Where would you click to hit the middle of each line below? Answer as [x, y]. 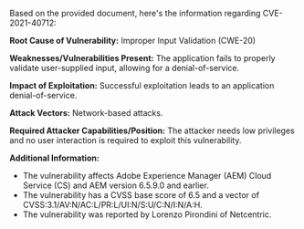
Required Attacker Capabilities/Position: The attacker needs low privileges [152, 130]
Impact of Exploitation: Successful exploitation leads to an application [142, 85]
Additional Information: [55, 158]
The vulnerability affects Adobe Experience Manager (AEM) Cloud [147, 176]
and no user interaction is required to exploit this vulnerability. [126, 140]
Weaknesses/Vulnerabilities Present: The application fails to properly [142, 58]
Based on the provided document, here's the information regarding [135, 13]
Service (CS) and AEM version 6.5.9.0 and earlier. [116, 185]
